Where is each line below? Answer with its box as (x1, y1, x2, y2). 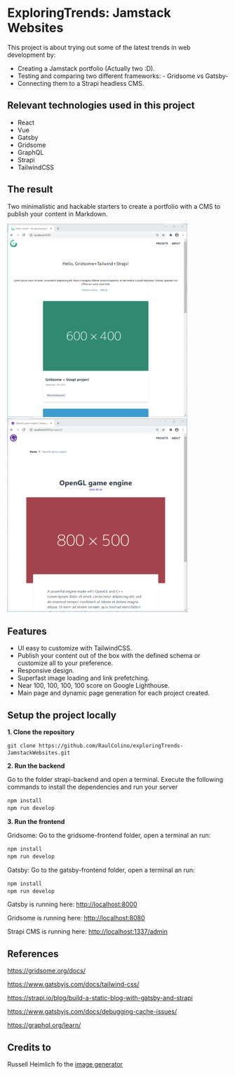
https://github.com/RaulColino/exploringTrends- (38, 742, 184, 749)
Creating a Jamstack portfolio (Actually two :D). (17, 64, 156, 72)
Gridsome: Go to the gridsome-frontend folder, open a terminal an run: (7, 831, 211, 839)
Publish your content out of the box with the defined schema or (17, 652, 201, 660)
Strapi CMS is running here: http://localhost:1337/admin (7, 927, 168, 936)
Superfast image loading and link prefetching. (17, 674, 149, 683)
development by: (7, 51, 56, 59)
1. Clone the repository (7, 728, 75, 736)
